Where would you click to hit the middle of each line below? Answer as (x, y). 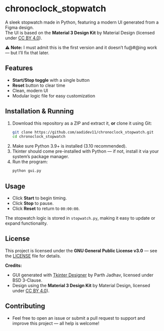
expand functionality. (26, 223)
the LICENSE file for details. (33, 256)
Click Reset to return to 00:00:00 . (46, 208)
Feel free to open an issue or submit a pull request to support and (79, 318)
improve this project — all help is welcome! (56, 323)
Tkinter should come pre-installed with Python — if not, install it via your (85, 151)
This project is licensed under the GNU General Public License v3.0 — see (81, 250)
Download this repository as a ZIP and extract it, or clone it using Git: (82, 123)
